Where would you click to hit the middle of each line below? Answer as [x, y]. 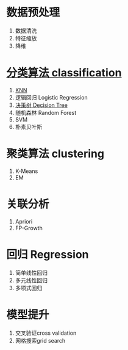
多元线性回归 [31, 280]
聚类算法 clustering [55, 154]
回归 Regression [48, 254]
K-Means [27, 171]
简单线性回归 [31, 272]
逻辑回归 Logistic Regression [51, 97]
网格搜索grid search [40, 340]
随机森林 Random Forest [46, 112]
